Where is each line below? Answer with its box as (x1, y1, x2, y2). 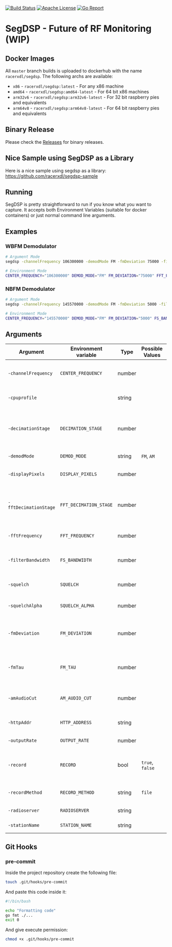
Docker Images (5, 54, 55, 63)
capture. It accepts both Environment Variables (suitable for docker (5, 207, 147, 213)
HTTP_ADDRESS (60, 719, 92, 726)
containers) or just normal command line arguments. (5, 212, 116, 218)
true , (141, 759, 154, 766)
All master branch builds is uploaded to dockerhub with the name (5, 68, 142, 74)
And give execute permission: (5, 927, 68, 933)
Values (143, 352, 161, 359)
